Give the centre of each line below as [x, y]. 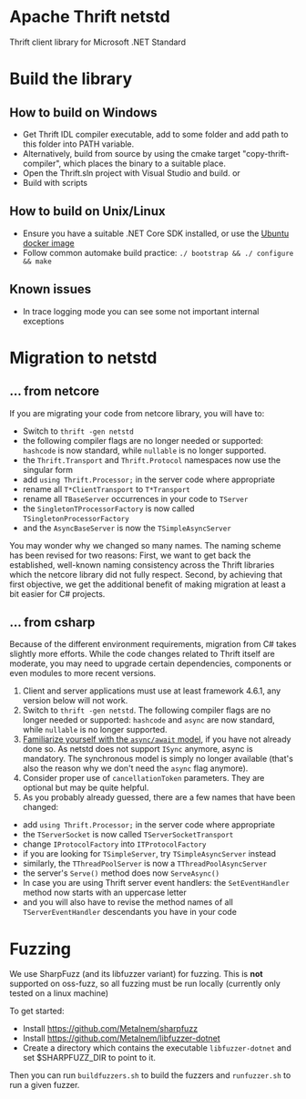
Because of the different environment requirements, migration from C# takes [153, 644]
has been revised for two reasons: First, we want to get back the [130, 555]
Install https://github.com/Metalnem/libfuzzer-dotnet [121, 1038]
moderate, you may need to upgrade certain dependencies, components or [151, 663]
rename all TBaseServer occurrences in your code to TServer [135, 498]
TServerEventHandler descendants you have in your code [129, 912]
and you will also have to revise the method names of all [128, 902]
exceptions [43, 321]
